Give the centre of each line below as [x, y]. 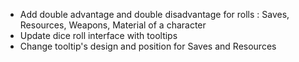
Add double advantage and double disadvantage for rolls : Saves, [154, 14]
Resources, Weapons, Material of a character [113, 25]
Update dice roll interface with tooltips [98, 35]
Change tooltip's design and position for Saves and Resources [148, 46]
